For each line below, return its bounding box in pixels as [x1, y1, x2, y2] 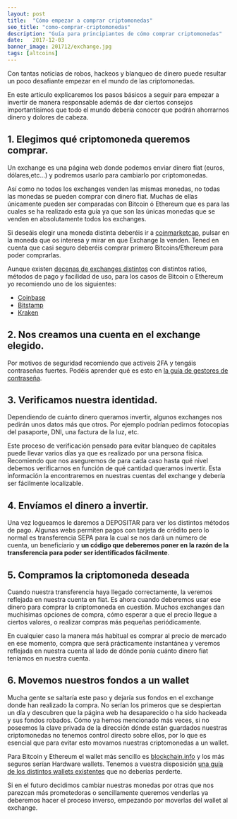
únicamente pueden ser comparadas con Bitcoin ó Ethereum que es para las [7, 199, 230, 208]
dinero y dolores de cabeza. [7, 112, 89, 121]
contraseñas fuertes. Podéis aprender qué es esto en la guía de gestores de [7, 366, 229, 375]
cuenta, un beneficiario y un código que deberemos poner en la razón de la [7, 541, 229, 550]
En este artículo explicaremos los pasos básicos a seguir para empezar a [7, 90, 219, 99]
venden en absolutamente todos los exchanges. [7, 214, 147, 223]
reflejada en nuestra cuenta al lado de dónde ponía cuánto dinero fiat [7, 646, 209, 655]
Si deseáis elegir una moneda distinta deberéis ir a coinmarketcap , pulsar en [7, 228, 230, 237]
